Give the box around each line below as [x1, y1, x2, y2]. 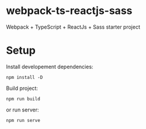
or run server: [6, 106, 39, 113]
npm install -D [6, 74, 43, 80]
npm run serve [6, 117, 41, 123]
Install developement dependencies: [6, 63, 93, 70]
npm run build [6, 96, 41, 102]
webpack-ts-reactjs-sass [6, 4, 133, 18]
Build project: [6, 85, 38, 92]
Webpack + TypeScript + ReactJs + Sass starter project [6, 23, 141, 30]
